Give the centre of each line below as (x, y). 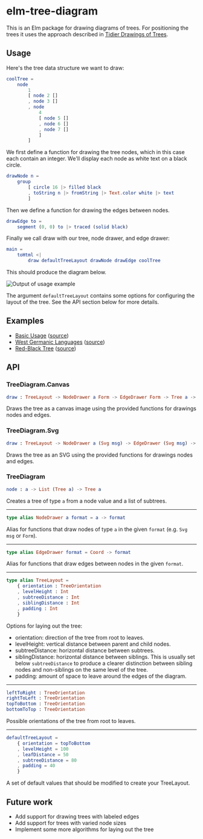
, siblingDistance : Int (48, 603)
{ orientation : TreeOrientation (59, 586)
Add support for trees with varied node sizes (71, 823)
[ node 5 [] (53, 118)
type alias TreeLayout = (37, 580)
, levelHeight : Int (43, 592)
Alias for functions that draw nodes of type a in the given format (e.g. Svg (97, 529)
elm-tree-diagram (52, 11)
